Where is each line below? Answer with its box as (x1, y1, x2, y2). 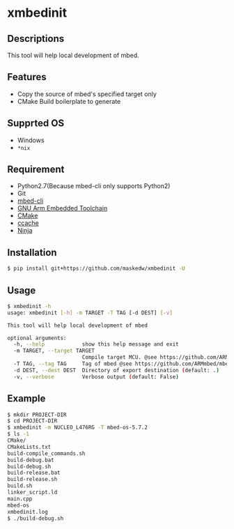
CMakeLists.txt (7, 443, 52, 450)
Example (7, 392, 46, 405)
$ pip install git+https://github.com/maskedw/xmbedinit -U (7, 265, 186, 273)
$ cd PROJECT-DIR (7, 417, 58, 424)
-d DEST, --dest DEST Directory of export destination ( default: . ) (13, 367, 219, 374)
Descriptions (7, 33, 65, 45)
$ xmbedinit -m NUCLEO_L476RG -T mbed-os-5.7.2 (7, 424, 148, 431)
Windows (17, 136, 45, 144)
